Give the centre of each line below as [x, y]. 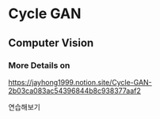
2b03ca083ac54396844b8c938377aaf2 [74, 91]
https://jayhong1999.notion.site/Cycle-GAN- [80, 82]
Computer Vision [51, 43]
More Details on [39, 65]
